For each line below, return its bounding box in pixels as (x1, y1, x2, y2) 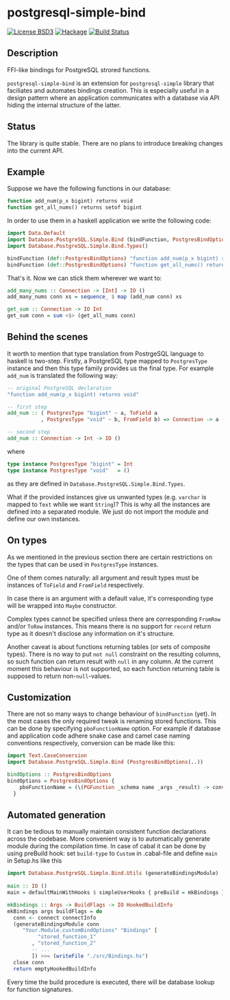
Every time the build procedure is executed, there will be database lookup (7, 977, 215, 986)
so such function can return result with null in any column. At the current (7, 657, 214, 666)
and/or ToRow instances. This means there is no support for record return (7, 622, 212, 630)
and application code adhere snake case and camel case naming (7, 731, 190, 740)
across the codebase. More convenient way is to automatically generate (7, 834, 211, 843)
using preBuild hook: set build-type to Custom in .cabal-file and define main (7, 850, 218, 858)
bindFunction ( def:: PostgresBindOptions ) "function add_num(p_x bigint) (7, 255, 219, 262)
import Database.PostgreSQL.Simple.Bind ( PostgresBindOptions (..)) (7, 759, 204, 766)
